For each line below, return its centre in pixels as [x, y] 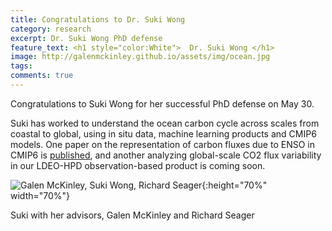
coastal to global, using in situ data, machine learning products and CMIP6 [163, 133]
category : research [51, 29]
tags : [21, 66]
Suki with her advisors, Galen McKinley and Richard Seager [132, 215]
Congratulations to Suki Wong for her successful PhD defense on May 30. [162, 103]
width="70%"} [40, 195]
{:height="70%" [234, 185]
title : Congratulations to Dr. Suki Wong [98, 19]
